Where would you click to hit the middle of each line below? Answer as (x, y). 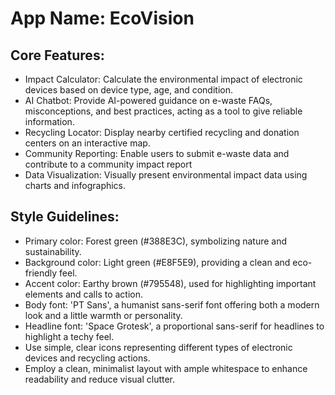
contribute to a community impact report (108, 164)
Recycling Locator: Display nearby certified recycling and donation (162, 132)
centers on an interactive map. (87, 143)
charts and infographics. (75, 185)
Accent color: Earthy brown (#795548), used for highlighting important (170, 283)
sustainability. (53, 251)
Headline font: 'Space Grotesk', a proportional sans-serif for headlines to (174, 326)
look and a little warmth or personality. (103, 315)
